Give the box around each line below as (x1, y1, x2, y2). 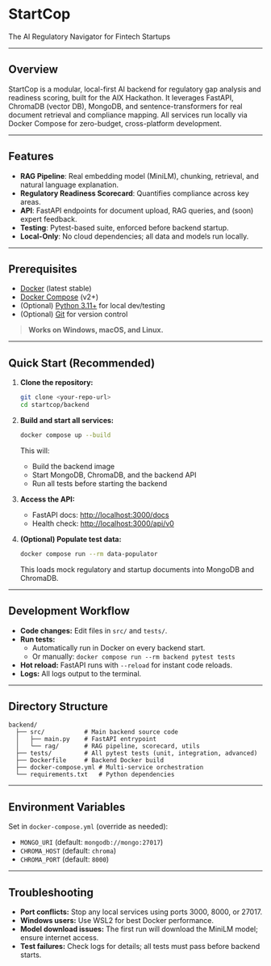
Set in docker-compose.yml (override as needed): (8, 822, 169, 832)
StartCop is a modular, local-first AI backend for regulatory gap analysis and (8, 84, 261, 94)
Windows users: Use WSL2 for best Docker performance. (19, 915, 214, 925)
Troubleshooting (8, 885, 94, 899)
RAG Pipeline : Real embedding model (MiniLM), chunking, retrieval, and (19, 171, 260, 180)
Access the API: (19, 494, 75, 504)
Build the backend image (31, 461, 115, 471)
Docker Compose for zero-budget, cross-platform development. (8, 118, 222, 128)
